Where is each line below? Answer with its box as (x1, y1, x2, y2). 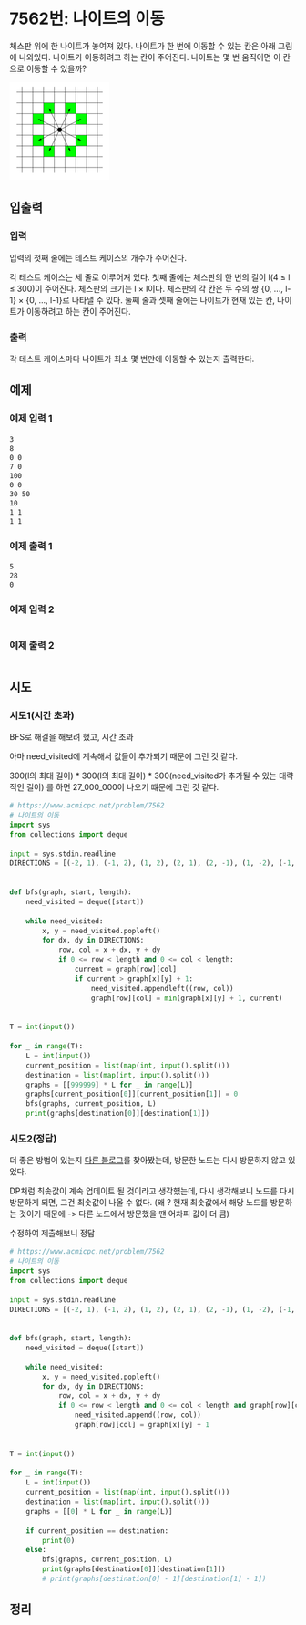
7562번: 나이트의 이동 (9, 8, 166, 29)
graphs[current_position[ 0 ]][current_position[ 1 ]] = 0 (25, 1089, 239, 1099)
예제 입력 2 (9, 603, 55, 616)
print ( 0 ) (42, 1536, 76, 1545)
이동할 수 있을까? (25, 63, 87, 74)
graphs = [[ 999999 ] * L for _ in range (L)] (25, 1080, 194, 1089)
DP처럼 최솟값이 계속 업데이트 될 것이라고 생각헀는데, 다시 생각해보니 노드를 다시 (9, 1185, 295, 1196)
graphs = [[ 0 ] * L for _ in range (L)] (25, 1506, 173, 1516)
